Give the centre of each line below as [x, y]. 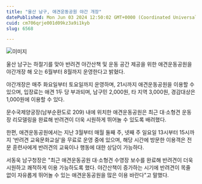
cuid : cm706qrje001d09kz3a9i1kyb [48, 23]
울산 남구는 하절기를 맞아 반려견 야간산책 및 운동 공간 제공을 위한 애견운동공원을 [99, 64]
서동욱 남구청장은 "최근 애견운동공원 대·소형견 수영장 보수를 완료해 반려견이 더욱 [100, 160]
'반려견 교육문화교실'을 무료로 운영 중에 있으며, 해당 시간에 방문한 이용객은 [99, 140]
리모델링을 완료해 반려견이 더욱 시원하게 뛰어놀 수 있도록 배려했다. [89, 120]
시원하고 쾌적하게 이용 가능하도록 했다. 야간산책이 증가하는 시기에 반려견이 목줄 [99, 168]
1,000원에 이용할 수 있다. [35, 99]
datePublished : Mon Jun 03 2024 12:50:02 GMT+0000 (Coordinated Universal [102, 17]
